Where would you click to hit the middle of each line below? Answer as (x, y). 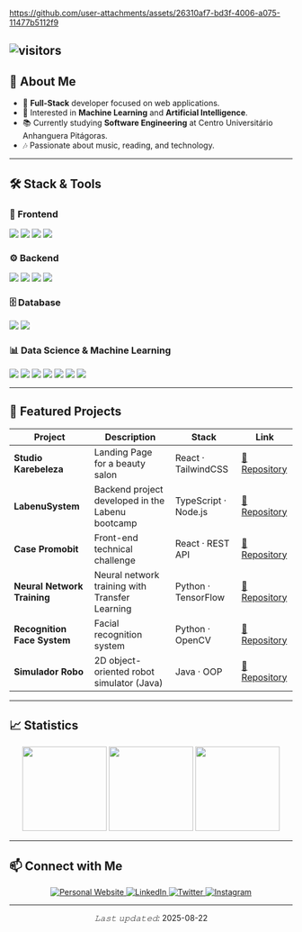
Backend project (129, 489)
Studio (28, 457)
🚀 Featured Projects (66, 412)
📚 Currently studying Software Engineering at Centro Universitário (147, 123)
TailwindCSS (202, 469)
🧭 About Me (43, 81)
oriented (112, 672)
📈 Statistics (44, 725)
